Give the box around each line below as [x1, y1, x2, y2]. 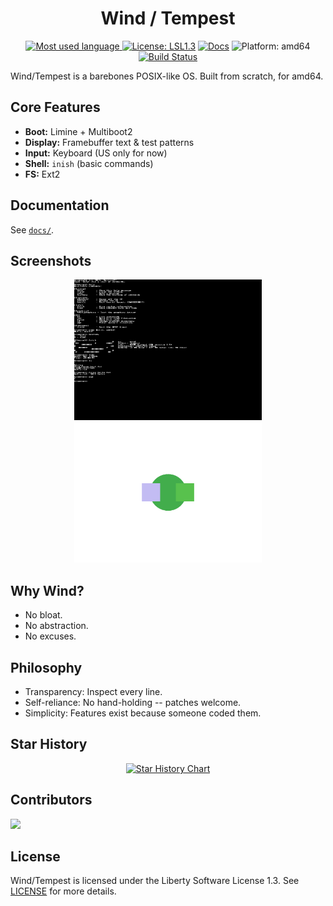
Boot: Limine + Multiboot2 [24, 125, 133, 137]
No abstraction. [24, 620, 89, 632]
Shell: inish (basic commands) [24, 157, 154, 169]
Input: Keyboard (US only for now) [24, 147, 168, 159]
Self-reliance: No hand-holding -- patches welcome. [24, 697, 242, 708]
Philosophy [10, 659, 83, 676]
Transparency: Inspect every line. [24, 686, 163, 697]
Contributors [10, 792, 93, 809]
